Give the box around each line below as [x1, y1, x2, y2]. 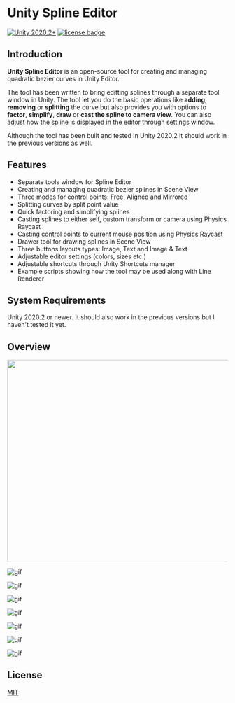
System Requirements [7, 294, 106, 306]
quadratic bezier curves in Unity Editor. [7, 74, 120, 83]
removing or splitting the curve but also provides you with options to [7, 103, 207, 111]
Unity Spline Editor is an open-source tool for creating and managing [7, 67, 208, 75]
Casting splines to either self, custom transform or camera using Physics [17, 215, 227, 223]
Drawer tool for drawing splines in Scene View [17, 237, 151, 246]
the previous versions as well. [7, 139, 93, 147]
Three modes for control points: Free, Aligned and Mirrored [17, 193, 188, 201]
